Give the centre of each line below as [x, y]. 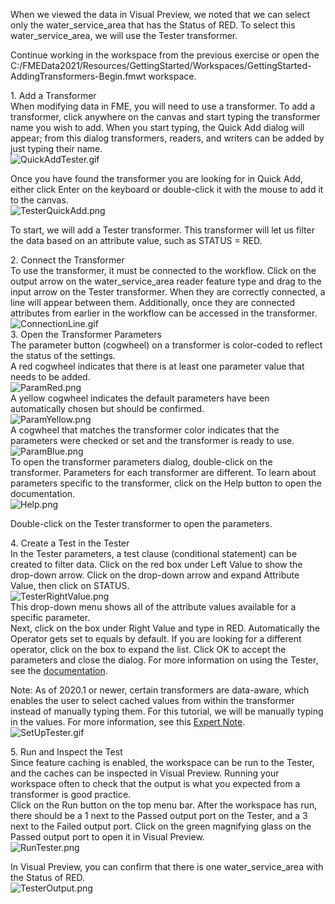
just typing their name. [56, 148]
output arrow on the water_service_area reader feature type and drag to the [166, 281]
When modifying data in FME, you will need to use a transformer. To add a [163, 106]
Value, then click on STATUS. [70, 585]
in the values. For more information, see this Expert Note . [128, 722]
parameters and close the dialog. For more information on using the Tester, [164, 660]
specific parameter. [50, 617]
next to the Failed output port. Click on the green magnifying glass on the [161, 826]
